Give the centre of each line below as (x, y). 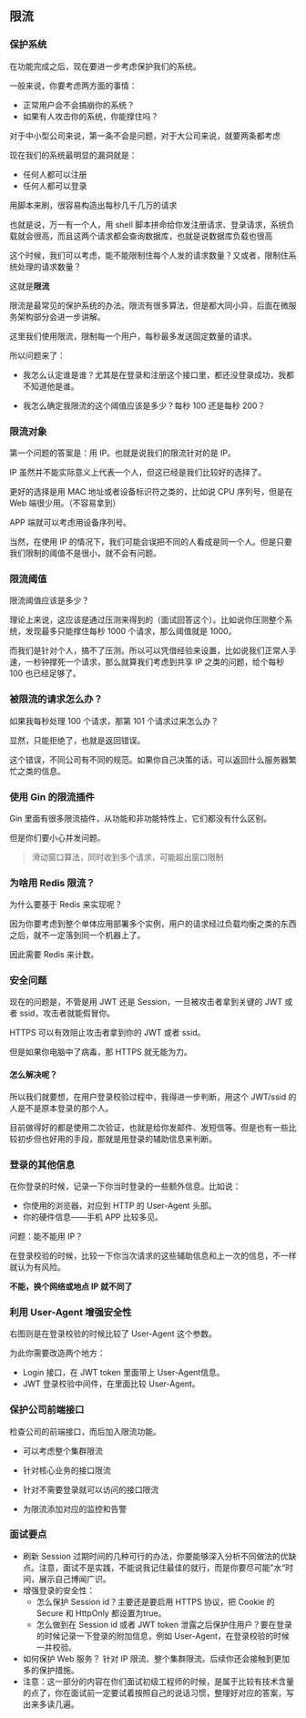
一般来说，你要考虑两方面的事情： (73, 86)
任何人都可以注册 (55, 174)
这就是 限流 (30, 286)
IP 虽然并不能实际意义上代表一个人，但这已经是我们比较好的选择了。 (138, 472)
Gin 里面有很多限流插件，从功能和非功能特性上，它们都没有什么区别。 (141, 818)
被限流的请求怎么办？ (56, 700)
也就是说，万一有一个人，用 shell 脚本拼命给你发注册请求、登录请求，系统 (148, 224)
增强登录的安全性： (59, 1590)
